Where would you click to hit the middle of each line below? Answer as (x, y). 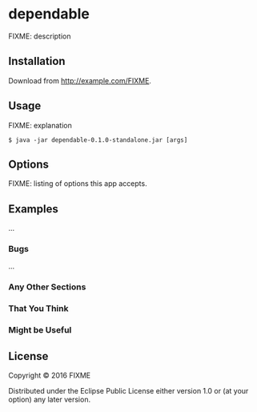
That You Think (38, 309)
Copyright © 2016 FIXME (50, 376)
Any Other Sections (47, 287)
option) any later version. (49, 400)
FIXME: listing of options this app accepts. (78, 184)
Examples (33, 209)
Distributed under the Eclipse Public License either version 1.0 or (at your (128, 391)
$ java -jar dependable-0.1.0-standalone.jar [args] (98, 140)
